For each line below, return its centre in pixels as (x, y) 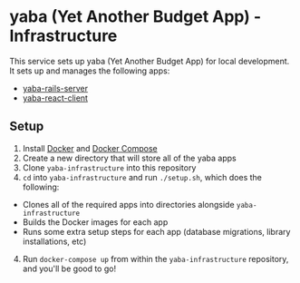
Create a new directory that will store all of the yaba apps (130, 158)
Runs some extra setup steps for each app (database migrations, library (156, 231)
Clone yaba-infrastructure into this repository (109, 167)
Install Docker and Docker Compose (90, 148)
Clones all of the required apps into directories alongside (128, 204)
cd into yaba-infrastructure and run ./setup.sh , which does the (142, 177)
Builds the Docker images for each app (95, 222)
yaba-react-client (55, 98)
